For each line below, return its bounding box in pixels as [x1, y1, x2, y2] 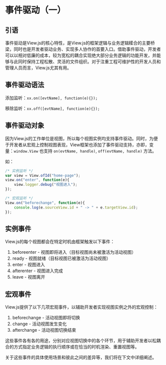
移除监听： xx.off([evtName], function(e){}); [5, 105, 100, 111]
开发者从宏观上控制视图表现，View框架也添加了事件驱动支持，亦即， [9, 142, 150, 147]
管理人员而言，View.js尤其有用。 [5, 65, 72, 71]
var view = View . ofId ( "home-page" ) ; [5, 173, 81, 178]
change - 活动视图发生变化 [12, 321, 67, 327]
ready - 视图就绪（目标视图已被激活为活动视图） [12, 255, 111, 261]
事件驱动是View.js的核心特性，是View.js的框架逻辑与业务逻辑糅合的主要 [5, 40, 151, 46]
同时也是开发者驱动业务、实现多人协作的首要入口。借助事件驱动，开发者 [13, 46, 161, 52]
